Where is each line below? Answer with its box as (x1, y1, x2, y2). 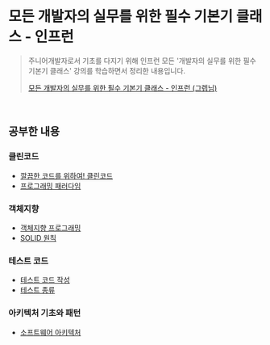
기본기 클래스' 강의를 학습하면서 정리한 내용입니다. (27, 65, 186, 75)
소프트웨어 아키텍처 (19, 327, 81, 337)
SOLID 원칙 (19, 233, 56, 242)
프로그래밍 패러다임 (19, 181, 81, 191)
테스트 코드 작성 (19, 276, 70, 285)
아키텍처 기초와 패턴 (8, 308, 81, 319)
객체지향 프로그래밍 (19, 223, 81, 233)
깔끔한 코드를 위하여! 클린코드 (19, 170, 114, 180)
